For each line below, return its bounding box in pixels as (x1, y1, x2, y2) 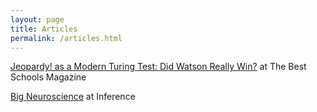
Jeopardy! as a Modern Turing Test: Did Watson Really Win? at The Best (10, 61, 307, 73)
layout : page (10, 14, 65, 25)
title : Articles (10, 24, 78, 34)
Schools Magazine (10, 71, 87, 83)
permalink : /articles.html (10, 33, 123, 43)
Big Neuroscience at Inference (10, 91, 136, 103)
